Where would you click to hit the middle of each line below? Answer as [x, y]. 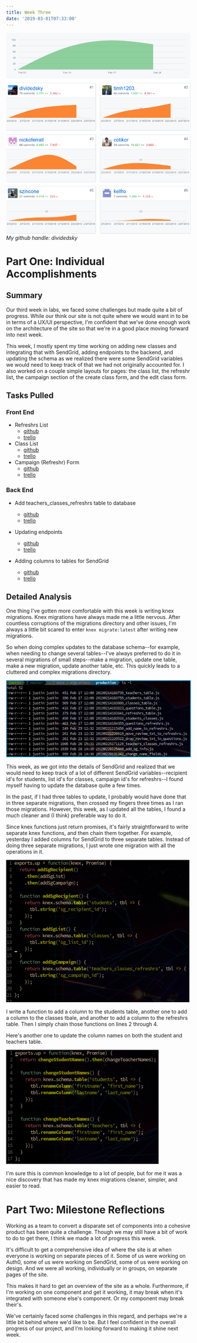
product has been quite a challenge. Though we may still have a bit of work [97, 1232]
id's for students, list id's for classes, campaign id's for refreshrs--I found [95, 779]
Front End [20, 412]
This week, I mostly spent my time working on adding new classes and [91, 346]
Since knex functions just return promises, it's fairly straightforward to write [97, 827]
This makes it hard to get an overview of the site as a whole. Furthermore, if [97, 1286]
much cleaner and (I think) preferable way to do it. [67, 816]
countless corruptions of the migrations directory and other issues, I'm [91, 623]
